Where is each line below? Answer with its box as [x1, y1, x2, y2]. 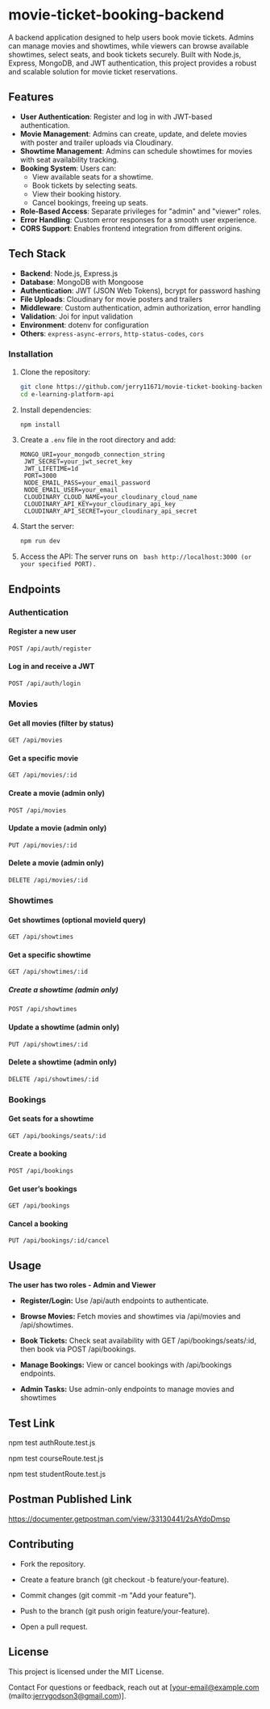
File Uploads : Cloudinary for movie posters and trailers [19, 294, 203, 304]
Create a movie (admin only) [8, 789, 106, 797]
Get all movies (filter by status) [8, 718, 114, 728]
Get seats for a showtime [8, 1114, 94, 1123]
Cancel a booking [8, 1219, 69, 1229]
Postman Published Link [8, 1492, 132, 1506]
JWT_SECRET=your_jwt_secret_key [23, 458, 133, 466]
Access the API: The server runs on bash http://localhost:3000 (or [19, 552, 252, 561]
